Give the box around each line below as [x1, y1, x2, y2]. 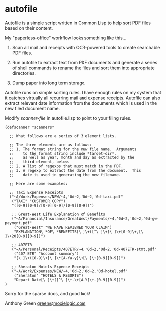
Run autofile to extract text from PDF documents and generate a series [12, 59, 158, 65]
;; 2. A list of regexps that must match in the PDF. [9, 163, 123, 169]
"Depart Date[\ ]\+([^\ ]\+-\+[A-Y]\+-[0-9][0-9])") [14, 277, 126, 282]
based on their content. [5, 25, 53, 31]
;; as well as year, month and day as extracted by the [9, 155, 135, 160]
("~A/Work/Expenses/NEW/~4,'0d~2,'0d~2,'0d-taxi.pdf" [9, 194, 123, 199]
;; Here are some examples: [9, 181, 68, 186]
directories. [12, 70, 36, 76]
